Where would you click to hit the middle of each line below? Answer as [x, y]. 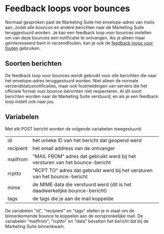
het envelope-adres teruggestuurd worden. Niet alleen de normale [72, 80]
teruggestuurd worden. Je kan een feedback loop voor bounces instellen [78, 32]
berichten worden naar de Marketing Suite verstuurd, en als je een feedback [82, 96]
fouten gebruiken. [23, 48]
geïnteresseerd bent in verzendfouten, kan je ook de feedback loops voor [79, 43]
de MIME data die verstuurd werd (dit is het [82, 184]
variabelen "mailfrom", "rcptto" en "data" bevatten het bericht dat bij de [77, 221]
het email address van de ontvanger [74, 148]
